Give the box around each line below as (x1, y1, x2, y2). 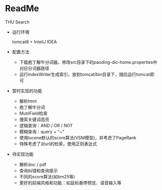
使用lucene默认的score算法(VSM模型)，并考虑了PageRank (19, 134, 137, 140)
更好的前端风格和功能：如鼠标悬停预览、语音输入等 (19, 180, 122, 186)
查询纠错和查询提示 (19, 168, 58, 173)
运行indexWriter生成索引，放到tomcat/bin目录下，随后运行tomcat (19, 71, 150, 77)
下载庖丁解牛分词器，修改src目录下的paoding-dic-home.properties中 (19, 59, 158, 65)
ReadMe (5, 3, 39, 14)
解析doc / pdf (19, 161, 47, 167)
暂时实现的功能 (12, 88, 42, 94)
